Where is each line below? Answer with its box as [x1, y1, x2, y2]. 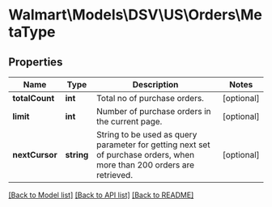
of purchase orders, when [96, 150, 195, 160]
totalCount [12, 93, 55, 103]
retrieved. [96, 170, 134, 180]
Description [132, 79, 179, 90]
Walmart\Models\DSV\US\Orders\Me [8, 6, 263, 24]
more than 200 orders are [96, 159, 195, 171]
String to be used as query [96, 129, 198, 140]
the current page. [96, 116, 163, 127]
